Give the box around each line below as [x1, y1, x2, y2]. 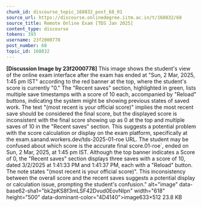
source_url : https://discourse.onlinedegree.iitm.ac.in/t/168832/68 [6, 15, 182, 21]
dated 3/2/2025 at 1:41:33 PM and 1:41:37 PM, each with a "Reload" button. [6, 161, 193, 168]
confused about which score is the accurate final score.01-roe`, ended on [6, 142, 189, 149]
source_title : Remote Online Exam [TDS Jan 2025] [6, 20, 134, 26]
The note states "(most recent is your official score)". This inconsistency [6, 168, 186, 175]
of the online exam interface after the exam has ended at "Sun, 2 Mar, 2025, [6, 71, 195, 79]
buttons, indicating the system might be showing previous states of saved [6, 97, 190, 104]
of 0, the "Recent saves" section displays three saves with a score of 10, [6, 155, 186, 162]
